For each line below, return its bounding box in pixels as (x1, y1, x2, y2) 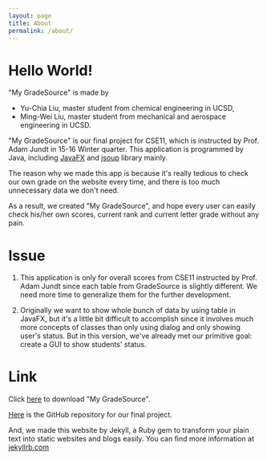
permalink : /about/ (8, 26, 74, 35)
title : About (8, 19, 52, 27)
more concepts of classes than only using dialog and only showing (19, 323, 241, 332)
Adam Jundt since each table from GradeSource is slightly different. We (19, 282, 258, 291)
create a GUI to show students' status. (19, 340, 147, 349)
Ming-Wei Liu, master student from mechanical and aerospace (19, 112, 227, 121)
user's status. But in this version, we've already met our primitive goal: (19, 331, 253, 341)
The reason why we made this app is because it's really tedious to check (8, 169, 249, 178)
